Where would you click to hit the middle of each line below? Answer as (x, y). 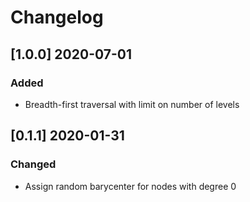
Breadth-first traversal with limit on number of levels (132, 104)
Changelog (57, 17)
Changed (33, 164)
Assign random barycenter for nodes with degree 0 (130, 186)
